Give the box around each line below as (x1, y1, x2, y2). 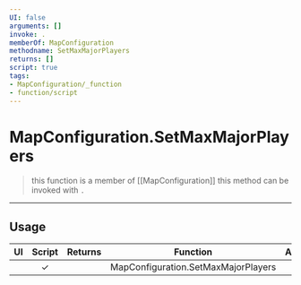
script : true (9, 64, 58, 73)
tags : (9, 72, 30, 81)
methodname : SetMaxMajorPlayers (9, 47, 130, 56)
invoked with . (30, 185, 85, 195)
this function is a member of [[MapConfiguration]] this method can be (30, 176, 289, 186)
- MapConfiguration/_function (9, 80, 123, 89)
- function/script (9, 88, 78, 97)
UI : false (9, 13, 47, 22)
